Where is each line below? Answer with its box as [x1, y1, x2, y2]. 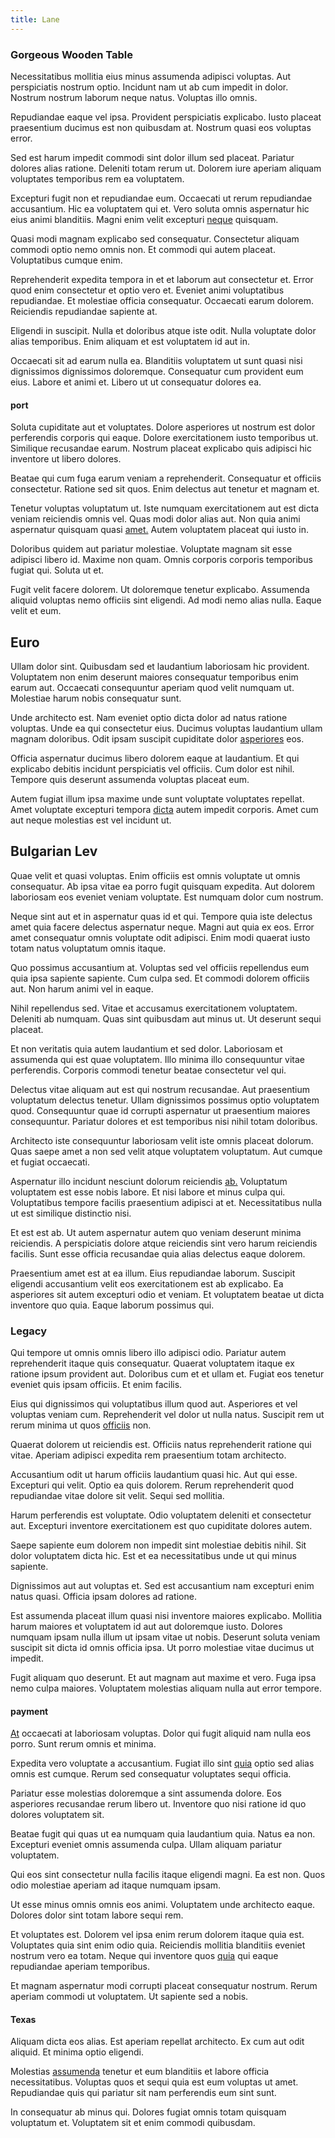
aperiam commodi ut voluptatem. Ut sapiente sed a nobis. [10, 1991, 249, 2003]
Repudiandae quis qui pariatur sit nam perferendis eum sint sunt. [10, 2087, 277, 2099]
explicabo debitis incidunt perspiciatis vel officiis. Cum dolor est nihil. [10, 762, 295, 775]
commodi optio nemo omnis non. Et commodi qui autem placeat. [10, 243, 276, 255]
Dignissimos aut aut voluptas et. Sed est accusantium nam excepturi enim [10, 1580, 315, 1592]
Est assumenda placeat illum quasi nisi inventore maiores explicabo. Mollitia [10, 1610, 322, 1622]
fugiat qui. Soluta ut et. [10, 564, 105, 576]
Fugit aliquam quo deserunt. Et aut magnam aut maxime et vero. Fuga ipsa [10, 1672, 317, 1684]
